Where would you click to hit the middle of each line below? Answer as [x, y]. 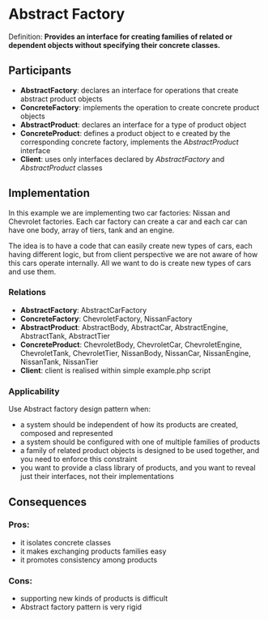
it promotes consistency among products [89, 559]
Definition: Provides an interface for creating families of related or [121, 36]
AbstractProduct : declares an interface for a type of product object [133, 124]
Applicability [34, 391]
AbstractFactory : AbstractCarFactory [83, 310]
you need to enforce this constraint [79, 460]
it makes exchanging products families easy [93, 551]
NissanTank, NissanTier [59, 361]
